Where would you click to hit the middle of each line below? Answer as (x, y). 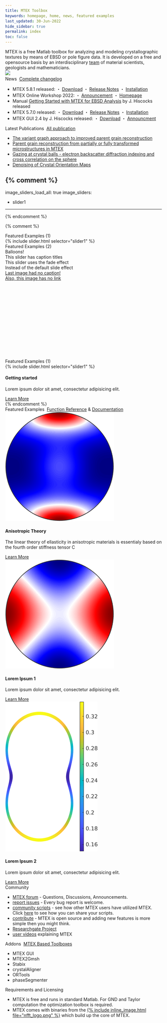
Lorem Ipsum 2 (21, 861)
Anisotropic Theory (26, 531)
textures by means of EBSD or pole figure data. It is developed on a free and (83, 57)
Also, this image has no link (33, 278)
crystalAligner (27, 969)
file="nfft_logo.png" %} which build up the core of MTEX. (71, 1015)
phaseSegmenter (30, 980)
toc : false (16, 37)
